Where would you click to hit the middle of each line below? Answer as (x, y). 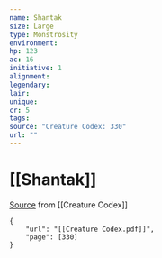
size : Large (31, 26)
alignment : (30, 77)
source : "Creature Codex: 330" (68, 127)
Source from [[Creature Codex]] (69, 205)
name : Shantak (36, 18)
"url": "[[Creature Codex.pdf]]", (90, 229)
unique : (24, 101)
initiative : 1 (36, 69)
